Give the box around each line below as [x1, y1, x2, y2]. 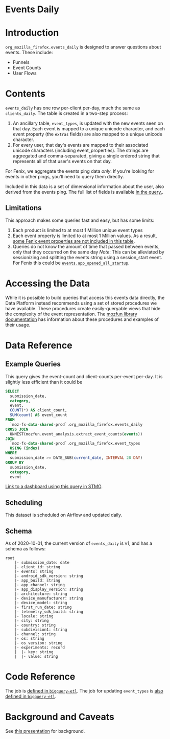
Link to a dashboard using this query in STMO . [5, 483, 103, 490]
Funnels [12, 59, 30, 65]
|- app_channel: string [14, 583, 65, 588]
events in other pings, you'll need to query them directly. [5, 174, 124, 180]
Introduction [5, 27, 59, 39]
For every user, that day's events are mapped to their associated [12, 142, 149, 148]
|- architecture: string [14, 591, 67, 596]
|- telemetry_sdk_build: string [14, 609, 83, 614]
